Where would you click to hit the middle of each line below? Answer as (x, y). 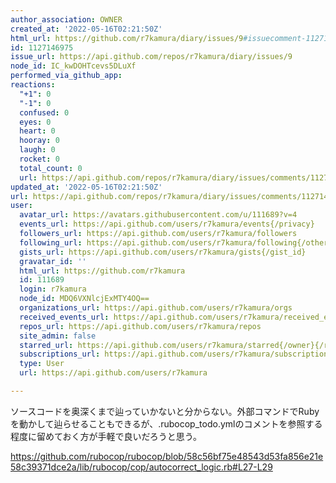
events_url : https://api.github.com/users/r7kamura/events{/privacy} (167, 224)
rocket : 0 (39, 159)
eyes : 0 (35, 122)
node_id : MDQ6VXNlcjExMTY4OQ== (84, 299)
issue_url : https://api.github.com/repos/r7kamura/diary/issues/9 (151, 57)
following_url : (51, 242)
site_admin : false (58, 336)
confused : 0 (44, 112)
